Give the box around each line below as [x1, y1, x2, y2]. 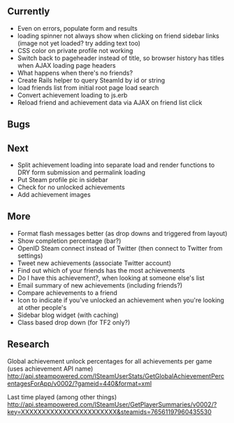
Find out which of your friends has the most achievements [17, 266, 185, 274]
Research [7, 339, 50, 350]
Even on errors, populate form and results [17, 24, 138, 32]
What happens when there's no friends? [17, 68, 133, 77]
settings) [17, 251, 43, 260]
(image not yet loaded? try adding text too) [17, 38, 141, 47]
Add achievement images [17, 191, 91, 199]
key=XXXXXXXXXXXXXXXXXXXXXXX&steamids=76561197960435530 [7, 408, 212, 416]
